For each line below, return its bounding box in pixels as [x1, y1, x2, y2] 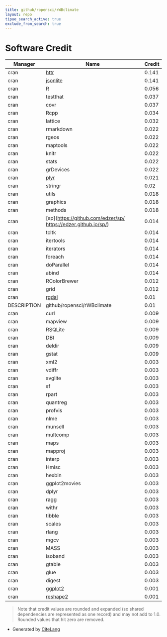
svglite [45, 375, 61, 382]
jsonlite [45, 77, 63, 84]
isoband [45, 553, 65, 560]
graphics [45, 199, 67, 206]
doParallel [45, 261, 70, 268]
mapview [45, 318, 67, 325]
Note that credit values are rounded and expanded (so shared [17, 606, 144, 612]
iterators [45, 245, 66, 252]
